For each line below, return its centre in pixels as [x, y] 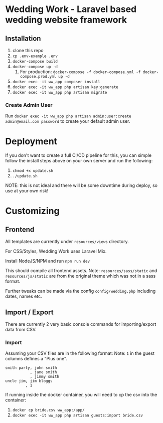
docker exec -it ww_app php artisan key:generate [65, 87]
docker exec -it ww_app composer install [56, 82]
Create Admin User [29, 105]
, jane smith [43, 372]
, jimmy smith [44, 377]
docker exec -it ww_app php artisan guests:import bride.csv [78, 415]
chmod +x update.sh [33, 171]
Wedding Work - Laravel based [71, 9]
